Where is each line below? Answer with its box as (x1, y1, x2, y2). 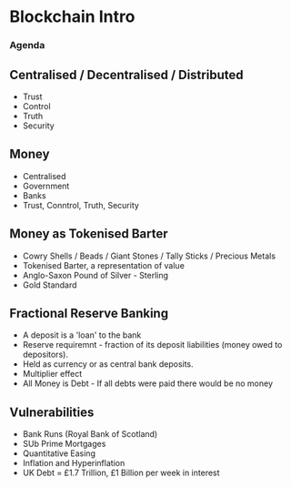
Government (22, 180, 70, 191)
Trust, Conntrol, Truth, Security (22, 199, 139, 210)
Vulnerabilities (9, 404, 95, 420)
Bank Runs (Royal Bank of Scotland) (22, 429, 158, 440)
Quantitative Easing (22, 448, 95, 459)
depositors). (22, 349, 68, 360)
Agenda (9, 39, 45, 52)
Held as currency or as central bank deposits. (22, 359, 194, 370)
